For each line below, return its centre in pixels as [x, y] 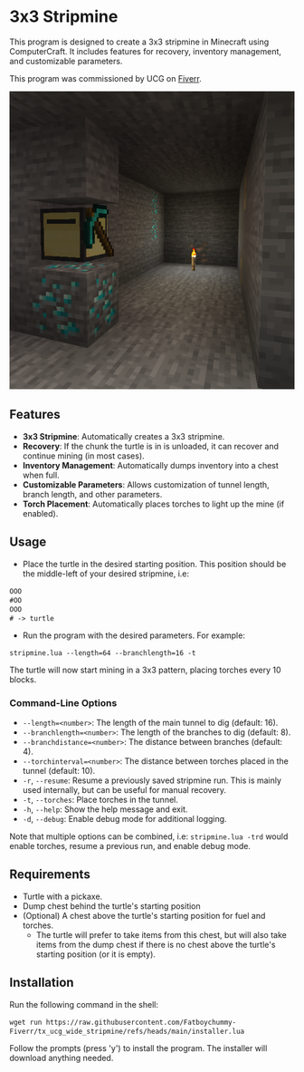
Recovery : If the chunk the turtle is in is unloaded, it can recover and [150, 446]
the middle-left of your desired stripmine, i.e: [106, 574]
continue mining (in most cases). [83, 456]
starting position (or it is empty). [96, 954]
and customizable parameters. [66, 61]
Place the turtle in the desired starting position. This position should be [154, 564]
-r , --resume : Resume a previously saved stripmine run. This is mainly [152, 780]
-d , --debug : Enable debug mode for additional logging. [125, 818]
